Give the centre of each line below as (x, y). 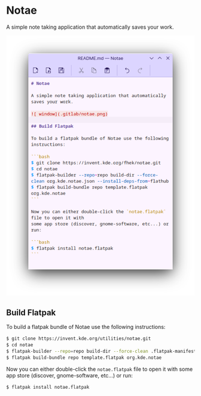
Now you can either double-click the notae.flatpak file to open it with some (100, 369)
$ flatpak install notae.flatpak (48, 387)
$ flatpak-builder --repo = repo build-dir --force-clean (77, 351)
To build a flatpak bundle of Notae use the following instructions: (86, 327)
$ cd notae (20, 345)
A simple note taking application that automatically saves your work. (90, 27)
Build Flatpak (31, 313)
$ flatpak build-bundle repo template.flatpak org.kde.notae (84, 357)
